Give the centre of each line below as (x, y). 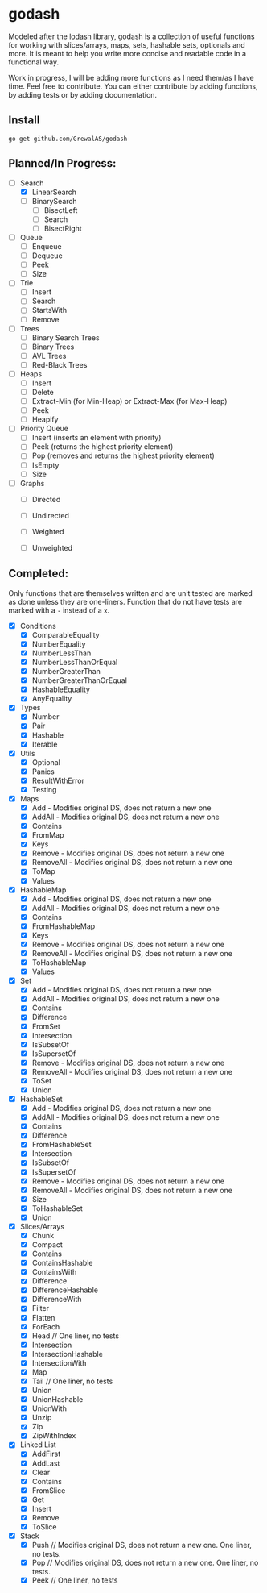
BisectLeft (61, 210)
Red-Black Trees (60, 364)
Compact (47, 1245)
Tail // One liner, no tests (72, 1381)
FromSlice (49, 1490)
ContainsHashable (62, 1263)
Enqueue (47, 246)
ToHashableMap (59, 963)
